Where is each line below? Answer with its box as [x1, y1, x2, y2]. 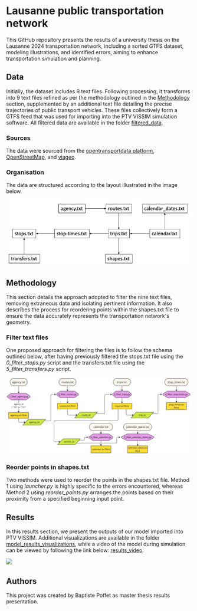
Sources [6, 134, 31, 142]
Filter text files [6, 333, 49, 341]
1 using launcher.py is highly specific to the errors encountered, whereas [6, 482, 183, 490]
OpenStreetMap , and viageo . [6, 153, 77, 160]
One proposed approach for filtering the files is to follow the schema [6, 347, 172, 354]
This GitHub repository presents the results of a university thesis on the [6, 36, 180, 43]
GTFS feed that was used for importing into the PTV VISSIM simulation [6, 113, 178, 120]
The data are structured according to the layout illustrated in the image [6, 182, 178, 189]
